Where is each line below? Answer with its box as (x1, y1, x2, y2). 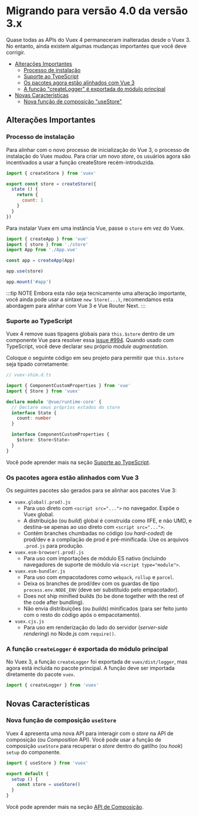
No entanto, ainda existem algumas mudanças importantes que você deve (6, 43, 187, 50)
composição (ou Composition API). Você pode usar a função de (6, 736, 161, 743)
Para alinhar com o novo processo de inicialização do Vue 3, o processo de (6, 146, 190, 153)
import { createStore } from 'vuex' (6, 170, 96, 176)
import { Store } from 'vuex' (6, 388, 81, 394)
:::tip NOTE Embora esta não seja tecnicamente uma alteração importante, (6, 290, 187, 297)
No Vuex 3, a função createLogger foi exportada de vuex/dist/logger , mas (6, 658, 188, 665)
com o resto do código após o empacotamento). (23, 611, 141, 618)
